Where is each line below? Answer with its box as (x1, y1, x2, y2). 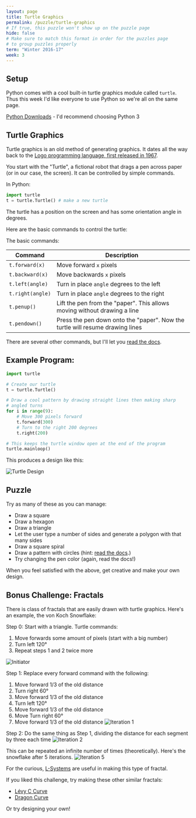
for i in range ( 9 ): (6, 408, 54, 414)
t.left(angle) (9, 281, 48, 287)
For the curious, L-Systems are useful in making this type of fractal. (6, 765, 168, 772)
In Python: (6, 181, 31, 188)
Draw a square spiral (14, 543, 65, 550)
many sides (14, 537, 43, 544)
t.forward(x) (9, 262, 45, 268)
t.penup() (9, 304, 36, 310)
